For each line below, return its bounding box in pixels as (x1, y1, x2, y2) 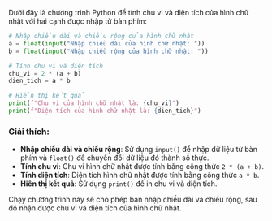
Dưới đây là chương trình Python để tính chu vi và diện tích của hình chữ (8, 8, 249, 17)
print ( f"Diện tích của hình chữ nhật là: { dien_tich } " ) (8, 106, 201, 115)
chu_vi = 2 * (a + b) (8, 69, 82, 77)
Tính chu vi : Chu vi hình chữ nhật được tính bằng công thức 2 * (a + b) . (19, 162, 265, 171)
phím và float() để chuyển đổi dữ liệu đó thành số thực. (19, 153, 209, 162)
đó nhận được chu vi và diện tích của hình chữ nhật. (8, 203, 182, 213)
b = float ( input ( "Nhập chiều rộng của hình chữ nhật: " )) (8, 47, 209, 55)
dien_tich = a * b (8, 77, 71, 85)
